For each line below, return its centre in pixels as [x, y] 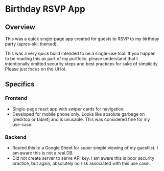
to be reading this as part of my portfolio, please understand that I [71, 59]
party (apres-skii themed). [32, 44]
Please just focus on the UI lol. [36, 69]
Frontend [16, 98]
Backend [16, 137]
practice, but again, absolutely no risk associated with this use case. [81, 163]
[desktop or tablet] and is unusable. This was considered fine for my [81, 119]
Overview [20, 27]
